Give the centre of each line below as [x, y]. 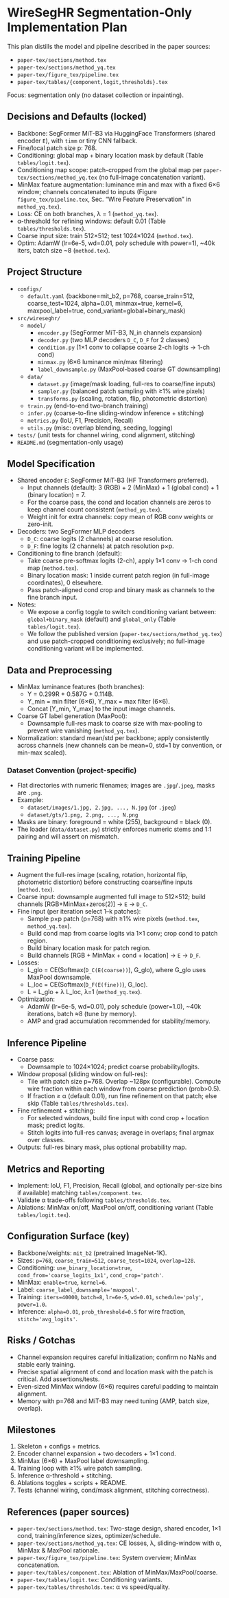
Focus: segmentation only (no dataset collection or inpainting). [95, 95]
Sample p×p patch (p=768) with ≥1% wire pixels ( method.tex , [113, 919]
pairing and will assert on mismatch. [68, 837]
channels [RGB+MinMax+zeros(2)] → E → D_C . [82, 904]
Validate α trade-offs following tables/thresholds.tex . [94, 1200]
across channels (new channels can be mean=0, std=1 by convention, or [120, 746]
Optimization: [36, 999]
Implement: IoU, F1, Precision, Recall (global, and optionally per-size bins [120, 1185]
